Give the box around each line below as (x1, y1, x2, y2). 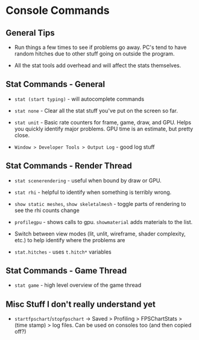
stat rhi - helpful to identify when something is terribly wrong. (14, 188, 172, 196)
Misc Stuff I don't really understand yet (5, 299, 156, 309)
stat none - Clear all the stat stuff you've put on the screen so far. (14, 107, 178, 114)
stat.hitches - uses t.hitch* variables (14, 248, 112, 255)
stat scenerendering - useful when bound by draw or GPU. (14, 176, 162, 184)
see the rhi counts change (14, 207, 80, 214)
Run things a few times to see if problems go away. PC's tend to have (14, 43, 187, 51)
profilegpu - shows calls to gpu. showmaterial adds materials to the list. (14, 218, 193, 225)
